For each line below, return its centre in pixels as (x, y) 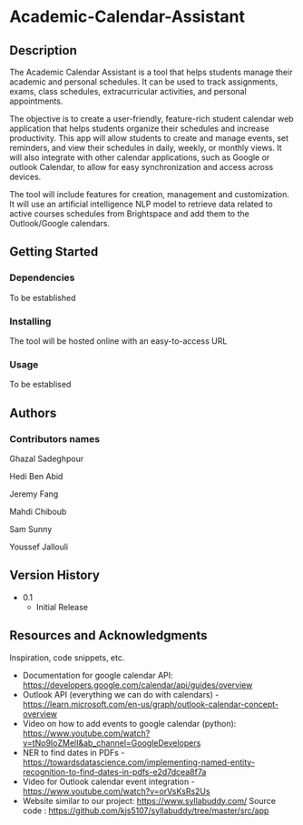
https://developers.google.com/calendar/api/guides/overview (137, 685)
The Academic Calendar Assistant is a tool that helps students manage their (151, 72)
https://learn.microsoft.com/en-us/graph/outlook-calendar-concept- (151, 704)
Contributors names (55, 438)
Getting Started (54, 252)
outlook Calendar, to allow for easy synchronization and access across (142, 167)
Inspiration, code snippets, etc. (67, 658)
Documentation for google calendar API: (98, 675)
